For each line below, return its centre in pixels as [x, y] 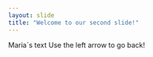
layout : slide [32, 15]
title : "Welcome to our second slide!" [74, 23]
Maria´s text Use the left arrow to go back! [77, 45]
